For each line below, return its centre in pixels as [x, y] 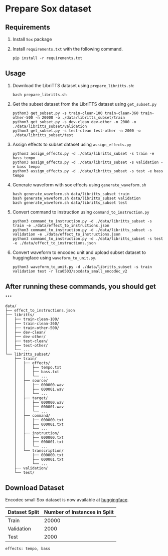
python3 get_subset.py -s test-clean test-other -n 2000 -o [76, 131]
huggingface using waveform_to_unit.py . [54, 257]
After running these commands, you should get [81, 287]
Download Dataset [35, 488]
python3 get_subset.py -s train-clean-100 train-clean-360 [75, 113]
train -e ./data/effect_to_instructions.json [61, 225]
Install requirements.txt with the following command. [67, 49]
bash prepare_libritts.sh [39, 95]
